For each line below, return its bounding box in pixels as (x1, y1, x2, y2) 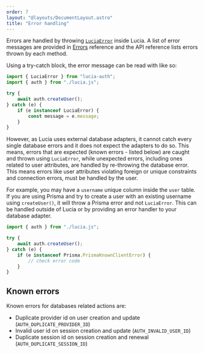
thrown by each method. (6, 50, 68, 57)
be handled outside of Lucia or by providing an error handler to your (6, 206, 177, 213)
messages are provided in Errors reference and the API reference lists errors (6, 43, 198, 51)
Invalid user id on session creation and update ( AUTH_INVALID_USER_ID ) (15, 327, 191, 335)
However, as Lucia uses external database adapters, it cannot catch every (6, 136, 192, 143)
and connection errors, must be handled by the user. (6, 175, 138, 182)
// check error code (28, 258, 80, 264)
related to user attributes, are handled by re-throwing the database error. (6, 161, 189, 169)
